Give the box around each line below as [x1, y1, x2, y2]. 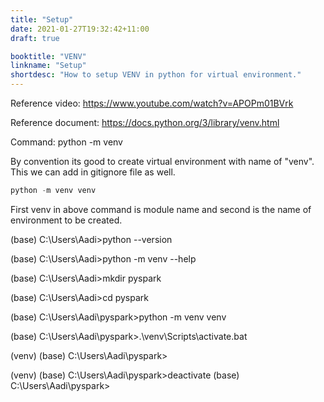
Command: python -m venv [10, 136, 123, 148]
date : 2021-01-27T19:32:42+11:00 [10, 24, 150, 34]
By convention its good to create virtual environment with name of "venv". [10, 156, 315, 167]
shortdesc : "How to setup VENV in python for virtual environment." [10, 70, 302, 80]
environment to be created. [10, 214, 123, 226]
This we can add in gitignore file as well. [10, 166, 176, 178]
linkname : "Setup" [10, 61, 87, 71]
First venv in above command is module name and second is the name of [10, 203, 312, 215]
